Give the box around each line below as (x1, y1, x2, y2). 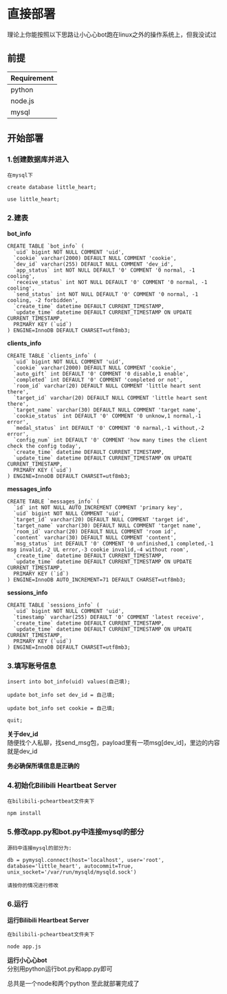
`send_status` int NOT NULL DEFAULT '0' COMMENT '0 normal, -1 (13, 290, 198, 298)
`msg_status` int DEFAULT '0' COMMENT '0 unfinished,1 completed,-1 (13, 540, 214, 547)
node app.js (7, 943, 41, 950)
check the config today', (7, 442, 81, 449)
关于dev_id (7, 730, 39, 738)
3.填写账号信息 (7, 661, 56, 671)
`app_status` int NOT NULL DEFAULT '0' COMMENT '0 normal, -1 (13, 266, 195, 274)
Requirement (10, 73, 54, 83)
